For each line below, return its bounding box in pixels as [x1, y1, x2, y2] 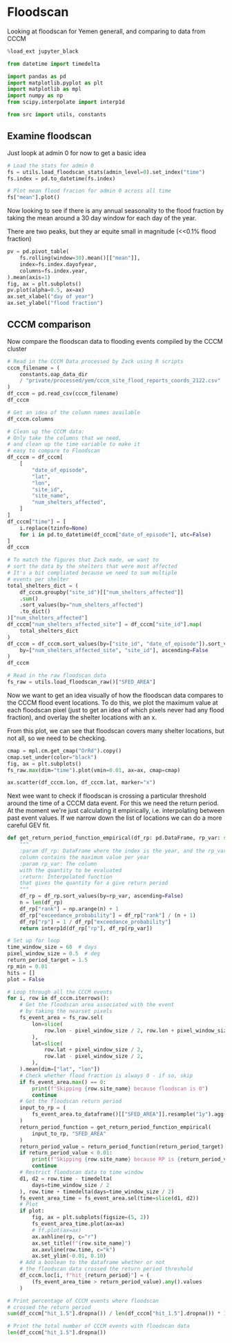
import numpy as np [7, 92, 64, 99]
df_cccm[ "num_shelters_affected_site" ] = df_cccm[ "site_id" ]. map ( [7, 621, 202, 628]
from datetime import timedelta [7, 60, 100, 67]
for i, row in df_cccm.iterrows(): [7, 995, 110, 1002]
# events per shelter [7, 576, 70, 583]
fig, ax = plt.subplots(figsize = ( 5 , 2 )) [32, 1214, 150, 1221]
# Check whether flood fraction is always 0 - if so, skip [19, 1072, 193, 1079]
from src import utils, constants [7, 112, 107, 119]
